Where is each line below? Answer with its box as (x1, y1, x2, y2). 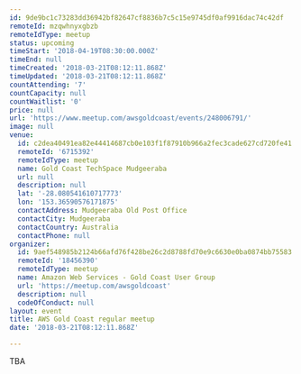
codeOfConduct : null (17, 298, 95, 307)
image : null (9, 123, 54, 132)
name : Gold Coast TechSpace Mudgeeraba (17, 164, 168, 173)
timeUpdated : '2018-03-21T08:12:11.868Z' (9, 72, 168, 81)
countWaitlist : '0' (9, 96, 83, 106)
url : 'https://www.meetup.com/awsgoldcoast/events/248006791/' (9, 114, 252, 123)
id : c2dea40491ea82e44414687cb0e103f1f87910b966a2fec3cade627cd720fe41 (17, 139, 293, 148)
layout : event (9, 306, 63, 315)
